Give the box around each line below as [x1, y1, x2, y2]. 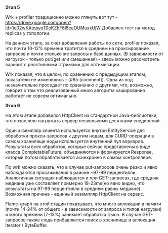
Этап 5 [5, 5, 20, 10]
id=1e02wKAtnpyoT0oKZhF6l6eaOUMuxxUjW [5, 25, 101, 31]
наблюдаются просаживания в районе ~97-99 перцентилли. [5, 169, 137, 175]
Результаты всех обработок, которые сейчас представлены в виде [5, 144, 150, 150]
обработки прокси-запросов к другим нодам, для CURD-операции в [5, 133, 154, 138]
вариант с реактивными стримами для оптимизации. [5, 62, 120, 67]
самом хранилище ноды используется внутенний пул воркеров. [5, 138, 145, 144]
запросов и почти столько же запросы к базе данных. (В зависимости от [5, 51, 163, 57]
